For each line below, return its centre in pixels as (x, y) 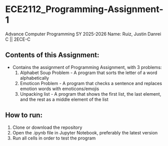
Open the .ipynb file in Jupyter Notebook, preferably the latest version (85, 132)
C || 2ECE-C (18, 39)
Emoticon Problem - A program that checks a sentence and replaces (91, 83)
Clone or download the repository (47, 127)
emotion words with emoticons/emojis (60, 89)
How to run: (24, 115)
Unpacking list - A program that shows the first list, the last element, (91, 94)
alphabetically (34, 78)
